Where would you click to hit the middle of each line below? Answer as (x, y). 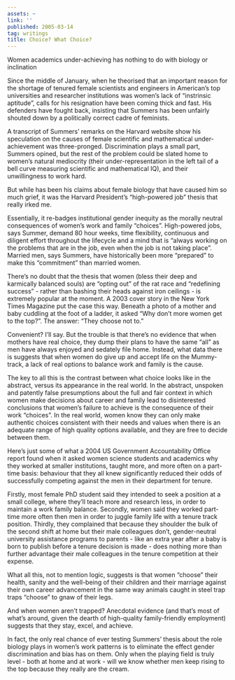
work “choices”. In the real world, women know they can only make (104, 415)
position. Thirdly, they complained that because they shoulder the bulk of (113, 524)
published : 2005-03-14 (40, 27)
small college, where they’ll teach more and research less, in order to (107, 502)
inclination (22, 67)
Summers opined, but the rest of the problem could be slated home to (108, 154)
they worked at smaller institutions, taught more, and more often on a (107, 466)
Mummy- (204, 357)
